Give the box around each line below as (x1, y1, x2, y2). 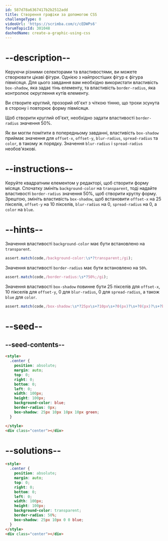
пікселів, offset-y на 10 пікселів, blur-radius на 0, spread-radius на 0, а (5, 201, 157, 207)
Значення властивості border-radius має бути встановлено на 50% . (5, 264, 147, 270)
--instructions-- (5, 163, 73, 175)
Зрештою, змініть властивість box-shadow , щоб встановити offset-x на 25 (5, 196, 161, 202)
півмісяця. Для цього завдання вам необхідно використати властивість (5, 79, 158, 85)
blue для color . (5, 294, 37, 300)
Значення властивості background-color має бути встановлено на (5, 240, 145, 246)
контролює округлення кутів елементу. (5, 90, 89, 96)
